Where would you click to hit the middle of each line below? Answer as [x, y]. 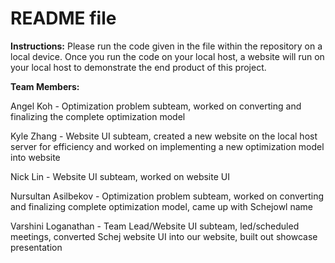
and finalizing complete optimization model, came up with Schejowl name [161, 206]
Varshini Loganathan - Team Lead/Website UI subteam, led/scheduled [155, 226]
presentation [36, 247]
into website [35, 157]
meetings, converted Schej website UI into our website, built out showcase [164, 236]
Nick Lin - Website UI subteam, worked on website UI [120, 176]
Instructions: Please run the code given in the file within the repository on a [166, 46]
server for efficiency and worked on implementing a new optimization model [167, 146]
